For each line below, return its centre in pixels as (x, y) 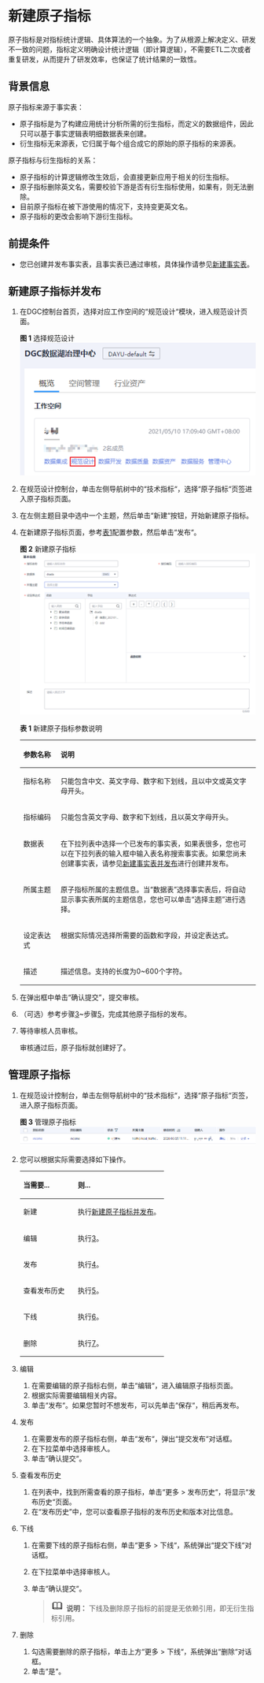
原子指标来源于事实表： (46, 106)
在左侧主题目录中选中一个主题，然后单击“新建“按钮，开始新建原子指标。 (136, 516)
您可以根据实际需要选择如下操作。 (75, 1159)
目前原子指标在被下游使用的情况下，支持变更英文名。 (106, 207)
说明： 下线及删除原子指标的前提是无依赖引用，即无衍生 (157, 1608)
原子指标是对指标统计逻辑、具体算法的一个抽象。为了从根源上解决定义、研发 (132, 39)
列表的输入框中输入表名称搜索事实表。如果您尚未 (167, 853)
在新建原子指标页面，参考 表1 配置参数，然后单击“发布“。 (110, 532)
